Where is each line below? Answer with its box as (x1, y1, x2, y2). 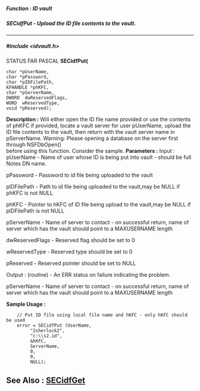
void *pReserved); (6, 105, 52, 111)
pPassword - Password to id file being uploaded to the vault (6, 171, 153, 179)
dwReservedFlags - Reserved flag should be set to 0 (6, 237, 135, 244)
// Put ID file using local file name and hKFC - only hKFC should (17, 312, 187, 318)
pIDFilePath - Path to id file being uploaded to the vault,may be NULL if (6, 183, 180, 190)
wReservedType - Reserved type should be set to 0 (6, 248, 133, 255)
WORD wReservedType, (6, 100, 60, 107)
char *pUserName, (6, 69, 49, 75)
